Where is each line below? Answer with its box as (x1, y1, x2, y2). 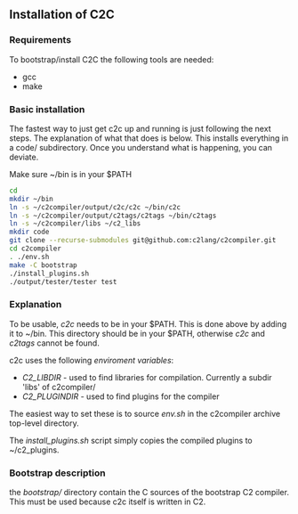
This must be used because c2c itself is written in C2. (9, 496, 206, 507)
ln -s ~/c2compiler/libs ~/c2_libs (9, 219, 141, 228)
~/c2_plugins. (9, 445, 60, 455)
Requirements (9, 34, 72, 46)
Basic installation (9, 102, 85, 115)
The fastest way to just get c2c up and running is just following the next (9, 123, 271, 134)
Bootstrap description (9, 467, 107, 479)
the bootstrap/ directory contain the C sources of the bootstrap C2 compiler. (9, 487, 289, 498)
